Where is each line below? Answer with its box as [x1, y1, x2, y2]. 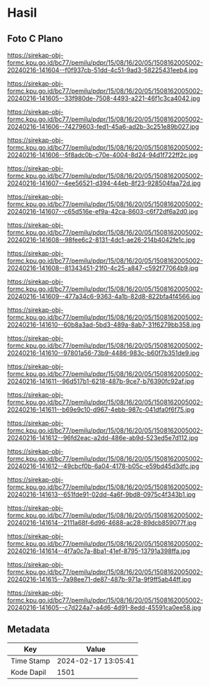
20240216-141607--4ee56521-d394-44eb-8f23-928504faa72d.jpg [7, 179, 201, 187]
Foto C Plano [7, 33, 63, 45]
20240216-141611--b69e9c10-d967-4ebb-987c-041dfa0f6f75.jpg [7, 405, 195, 414]
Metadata [7, 623, 50, 635]
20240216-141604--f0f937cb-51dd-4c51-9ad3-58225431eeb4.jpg [7, 66, 198, 74]
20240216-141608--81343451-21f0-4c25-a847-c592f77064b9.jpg [7, 264, 199, 272]
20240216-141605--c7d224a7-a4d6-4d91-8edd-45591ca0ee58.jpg [7, 604, 202, 611]
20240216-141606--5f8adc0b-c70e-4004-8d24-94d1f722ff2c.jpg [7, 151, 198, 159]
